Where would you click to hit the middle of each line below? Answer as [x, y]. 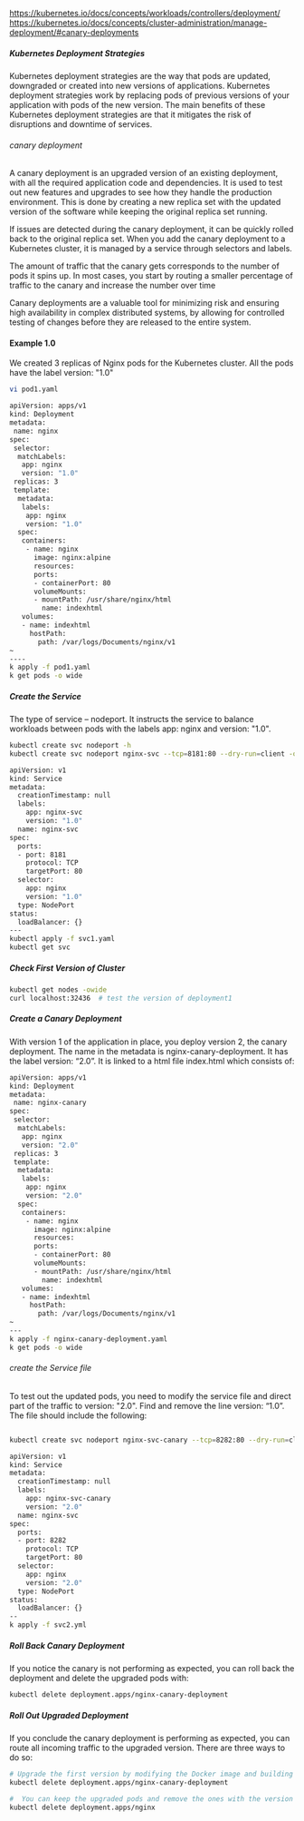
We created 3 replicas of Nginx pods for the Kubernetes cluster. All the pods [152, 363]
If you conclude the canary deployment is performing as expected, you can [150, 1738]
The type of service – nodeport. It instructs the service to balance [132, 720]
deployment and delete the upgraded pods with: [99, 1679]
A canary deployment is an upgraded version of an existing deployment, [144, 173]
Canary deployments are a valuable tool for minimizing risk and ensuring [144, 303]
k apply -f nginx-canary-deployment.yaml [89, 1339]
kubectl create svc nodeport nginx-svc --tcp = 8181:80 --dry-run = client [147, 754]
